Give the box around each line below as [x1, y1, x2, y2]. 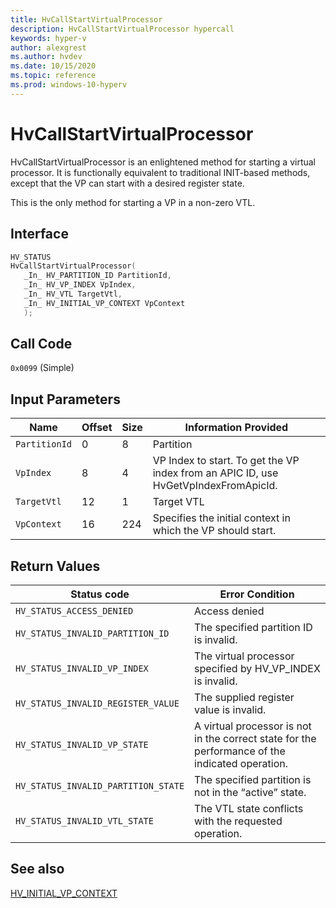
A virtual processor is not [194, 719, 312, 733]
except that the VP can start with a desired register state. [10, 177, 245, 189]
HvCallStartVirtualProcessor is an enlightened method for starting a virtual [10, 156, 316, 168]
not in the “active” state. [194, 786, 307, 800]
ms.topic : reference [10, 71, 97, 81]
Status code [70, 587, 130, 601]
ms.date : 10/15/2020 [10, 61, 97, 71]
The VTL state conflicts [194, 802, 304, 816]
